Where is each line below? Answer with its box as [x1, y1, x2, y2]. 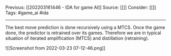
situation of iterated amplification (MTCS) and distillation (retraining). [5, 35, 149, 41]
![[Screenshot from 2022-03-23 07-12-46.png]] [5, 45, 106, 51]
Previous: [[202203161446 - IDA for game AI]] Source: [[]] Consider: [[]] [5, 5, 156, 10]
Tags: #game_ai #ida [5, 10, 49, 16]
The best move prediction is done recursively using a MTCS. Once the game [5, 24, 165, 30]
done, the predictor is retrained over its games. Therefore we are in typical [5, 30, 161, 36]
